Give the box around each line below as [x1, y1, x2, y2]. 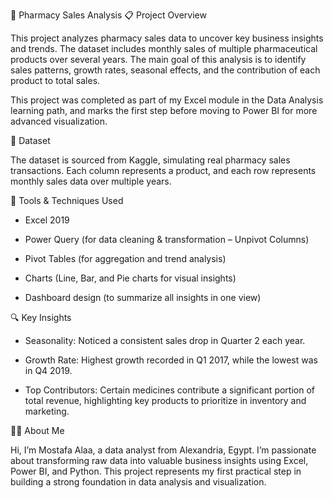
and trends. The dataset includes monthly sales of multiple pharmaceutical [10, 43, 318, 54]
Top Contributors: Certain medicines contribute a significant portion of [24, 384, 315, 396]
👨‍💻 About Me [10, 425, 65, 436]
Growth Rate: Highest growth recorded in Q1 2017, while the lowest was [24, 354, 318, 366]
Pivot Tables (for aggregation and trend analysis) [24, 253, 227, 264]
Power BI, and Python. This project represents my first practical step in [10, 465, 302, 477]
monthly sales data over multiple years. [10, 175, 172, 187]
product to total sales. [10, 75, 101, 86]
